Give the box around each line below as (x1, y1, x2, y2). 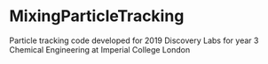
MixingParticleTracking (9, 6, 185, 26)
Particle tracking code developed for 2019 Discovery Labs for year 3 (9, 35, 259, 46)
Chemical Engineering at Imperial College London (9, 44, 191, 54)
